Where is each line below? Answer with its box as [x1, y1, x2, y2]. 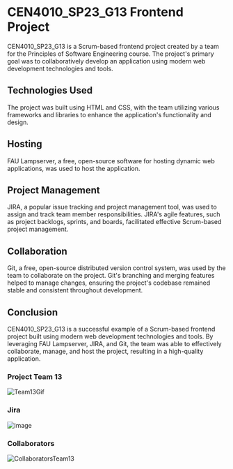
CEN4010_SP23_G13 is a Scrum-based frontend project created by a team [7, 42, 219, 50]
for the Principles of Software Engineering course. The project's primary [7, 50, 214, 58]
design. [7, 118, 29, 126]
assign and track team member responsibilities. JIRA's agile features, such [7, 210, 220, 218]
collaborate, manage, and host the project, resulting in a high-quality [7, 347, 204, 355]
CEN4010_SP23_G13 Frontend [7, 4, 184, 20]
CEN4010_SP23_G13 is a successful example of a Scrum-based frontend [7, 325, 216, 333]
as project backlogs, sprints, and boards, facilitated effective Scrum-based [7, 218, 222, 226]
